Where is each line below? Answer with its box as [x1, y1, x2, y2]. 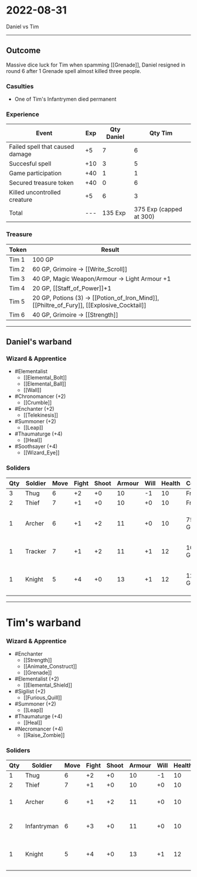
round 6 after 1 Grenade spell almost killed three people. [6, 67, 142, 74]
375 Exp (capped [134, 205, 183, 214]
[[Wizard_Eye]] [23, 449, 60, 456]
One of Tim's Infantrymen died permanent [14, 95, 117, 103]
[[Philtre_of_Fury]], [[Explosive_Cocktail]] [32, 301, 147, 309]
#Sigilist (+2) [14, 688, 46, 695]
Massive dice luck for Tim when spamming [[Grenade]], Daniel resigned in [6, 61, 186, 68]
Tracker [25, 547, 47, 555]
